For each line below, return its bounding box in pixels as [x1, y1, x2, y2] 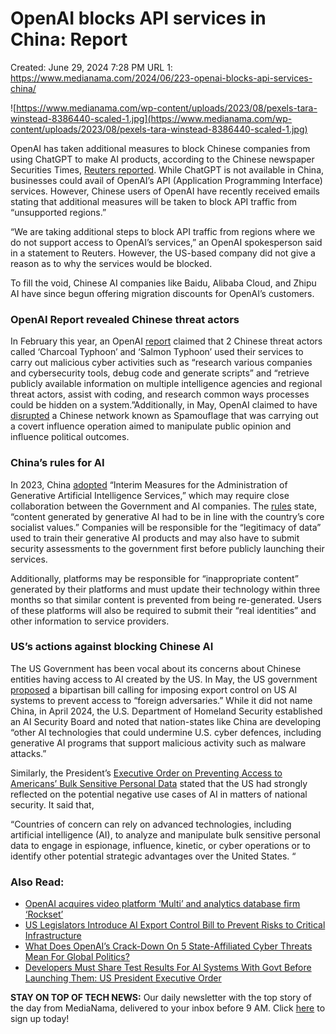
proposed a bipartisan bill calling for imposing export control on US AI [10, 683, 298, 696]
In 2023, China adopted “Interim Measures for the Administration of [10, 478, 288, 491]
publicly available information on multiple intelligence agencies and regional [10, 378, 323, 390]
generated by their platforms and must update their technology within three [10, 583, 321, 595]
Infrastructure [24, 930, 82, 942]
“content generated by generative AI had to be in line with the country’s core [10, 510, 325, 522]
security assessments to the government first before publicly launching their [10, 542, 325, 554]
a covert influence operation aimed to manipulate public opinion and [10, 420, 292, 432]
